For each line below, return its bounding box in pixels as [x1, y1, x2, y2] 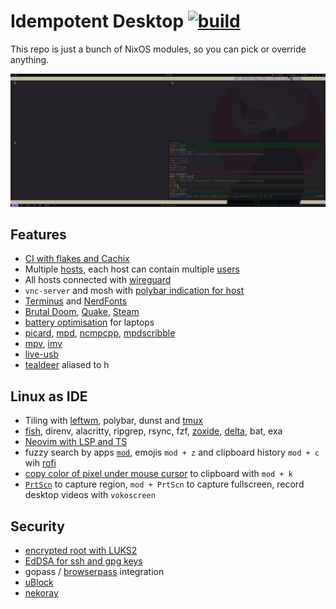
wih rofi [24, 457, 57, 469]
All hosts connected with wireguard [24, 274, 172, 286]
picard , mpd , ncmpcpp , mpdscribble [24, 327, 176, 339]
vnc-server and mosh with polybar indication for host [24, 285, 245, 297]
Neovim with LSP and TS [24, 436, 128, 448]
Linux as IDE [10, 388, 88, 405]
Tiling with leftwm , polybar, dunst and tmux [24, 415, 203, 427]
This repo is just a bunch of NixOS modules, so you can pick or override [10, 43, 307, 55]
